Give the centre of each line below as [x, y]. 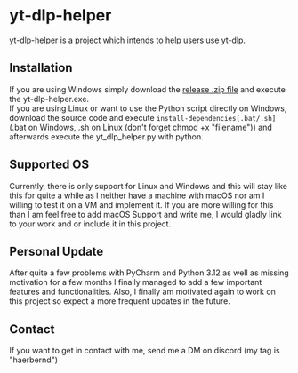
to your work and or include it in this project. [90, 224]
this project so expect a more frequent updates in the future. [120, 301]
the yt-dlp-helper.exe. [49, 99]
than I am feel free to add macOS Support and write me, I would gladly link [145, 214]
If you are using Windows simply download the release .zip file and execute [148, 89]
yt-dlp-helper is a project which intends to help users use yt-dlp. [128, 40]
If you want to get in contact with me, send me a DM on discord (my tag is [145, 351]
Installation [41, 68]
